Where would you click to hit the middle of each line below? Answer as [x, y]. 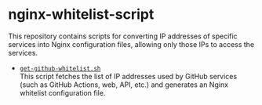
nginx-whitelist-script [81, 14]
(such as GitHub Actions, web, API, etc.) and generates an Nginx [124, 85]
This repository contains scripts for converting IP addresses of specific [123, 36]
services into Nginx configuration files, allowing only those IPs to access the [131, 44]
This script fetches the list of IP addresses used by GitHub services [128, 76]
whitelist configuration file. [62, 92]
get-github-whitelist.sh [60, 68]
